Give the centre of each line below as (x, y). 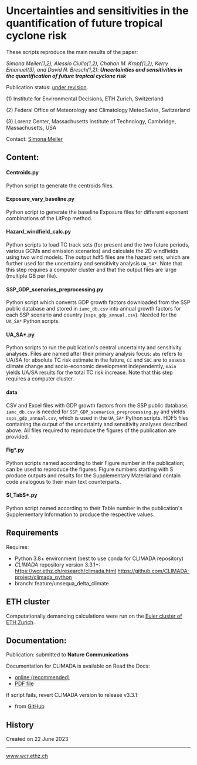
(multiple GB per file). (32, 276)
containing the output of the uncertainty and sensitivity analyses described (97, 424)
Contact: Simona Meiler (35, 139)
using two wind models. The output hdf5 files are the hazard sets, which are (98, 257)
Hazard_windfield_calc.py (39, 232)
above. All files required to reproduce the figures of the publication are (91, 430)
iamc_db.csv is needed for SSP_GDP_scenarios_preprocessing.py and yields (96, 412)
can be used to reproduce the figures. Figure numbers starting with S (90, 469)
